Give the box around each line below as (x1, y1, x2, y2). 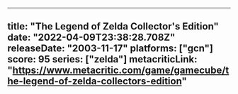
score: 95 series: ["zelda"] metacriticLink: (7, 53, 198, 65)
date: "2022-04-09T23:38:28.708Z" (7, 32, 176, 43)
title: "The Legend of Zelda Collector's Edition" (7, 20, 220, 32)
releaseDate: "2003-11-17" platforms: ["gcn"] (7, 43, 214, 55)
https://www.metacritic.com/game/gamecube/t (12, 65, 229, 76)
